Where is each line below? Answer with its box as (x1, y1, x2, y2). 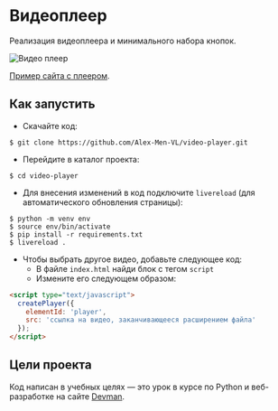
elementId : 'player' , (25, 307, 107, 316)
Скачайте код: (22, 120, 79, 131)
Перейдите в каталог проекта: (22, 154, 140, 164)
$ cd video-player (9, 171, 79, 181)
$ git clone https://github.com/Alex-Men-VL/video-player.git (9, 137, 248, 147)
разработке (9, 390, 54, 402)
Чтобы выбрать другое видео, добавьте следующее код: (22, 254, 242, 265)
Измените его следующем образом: (35, 273, 177, 284)
